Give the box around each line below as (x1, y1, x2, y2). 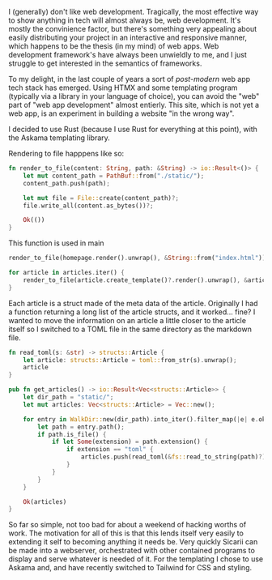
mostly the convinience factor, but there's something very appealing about (8, 24, 257, 33)
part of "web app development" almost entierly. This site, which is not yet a (8, 100, 260, 109)
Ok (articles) (23, 497, 67, 505)
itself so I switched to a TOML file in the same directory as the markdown (8, 324, 253, 334)
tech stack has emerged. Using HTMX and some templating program (8, 83, 238, 92)
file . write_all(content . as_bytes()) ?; (23, 202, 154, 210)
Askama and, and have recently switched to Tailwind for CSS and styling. (8, 563, 253, 573)
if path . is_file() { (37, 430, 107, 438)
